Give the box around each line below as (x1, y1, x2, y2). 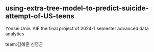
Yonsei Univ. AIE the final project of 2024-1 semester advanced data (5, 25, 149, 31)
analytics (5, 30, 24, 37)
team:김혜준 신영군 (5, 41, 43, 47)
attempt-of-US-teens (5, 12, 75, 21)
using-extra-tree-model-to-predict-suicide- (5, 4, 149, 13)
